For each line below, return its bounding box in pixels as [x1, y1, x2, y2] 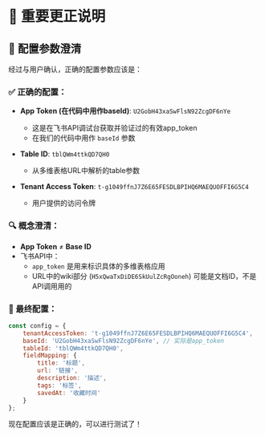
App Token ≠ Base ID [19, 241, 92, 251]
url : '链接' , [37, 366, 79, 375]
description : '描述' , [37, 374, 107, 382]
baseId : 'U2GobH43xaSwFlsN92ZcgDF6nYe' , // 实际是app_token [22, 337, 225, 345]
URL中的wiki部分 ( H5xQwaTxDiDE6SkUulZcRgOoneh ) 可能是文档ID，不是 [31, 271, 257, 281]
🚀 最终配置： [8, 303, 58, 314]
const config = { [8, 321, 67, 329]
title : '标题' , [37, 359, 86, 367]
